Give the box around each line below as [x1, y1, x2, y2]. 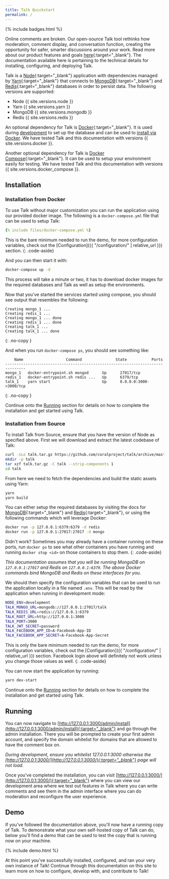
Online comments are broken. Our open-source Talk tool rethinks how [5, 36, 150, 42]
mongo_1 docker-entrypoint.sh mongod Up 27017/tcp [5, 370, 141, 375]
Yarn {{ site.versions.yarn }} [12, 104, 70, 110]
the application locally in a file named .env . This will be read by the [5, 585, 143, 591]
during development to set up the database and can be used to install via [5, 129, 156, 135]
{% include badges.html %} [5, 26, 63, 32]
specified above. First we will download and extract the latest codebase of [5, 437, 159, 443]
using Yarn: [5, 481, 29, 487]
